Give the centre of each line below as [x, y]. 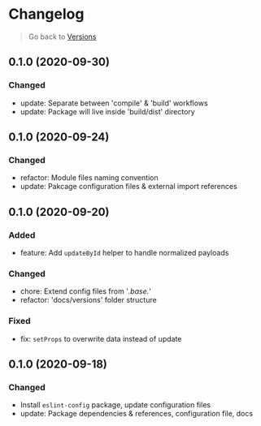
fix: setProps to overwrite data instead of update [101, 338]
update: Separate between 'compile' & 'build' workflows [114, 103]
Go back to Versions [62, 37]
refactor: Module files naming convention [89, 178]
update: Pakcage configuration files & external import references [128, 187]
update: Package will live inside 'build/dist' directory [107, 111]
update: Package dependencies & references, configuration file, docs [137, 414]
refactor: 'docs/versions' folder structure [88, 300]
